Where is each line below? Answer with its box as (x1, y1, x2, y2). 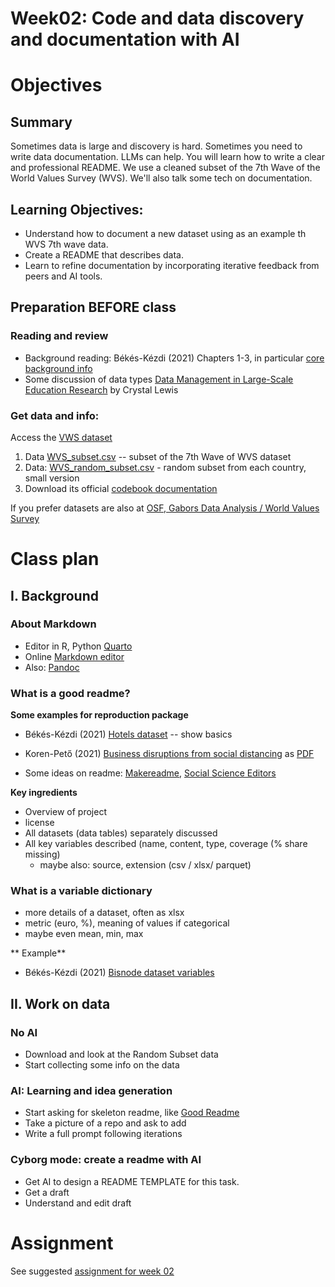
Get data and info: (10, 408, 100, 422)
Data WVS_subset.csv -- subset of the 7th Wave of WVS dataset (24, 450, 292, 462)
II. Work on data (10, 995, 111, 1012)
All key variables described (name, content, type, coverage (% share (24, 838, 308, 850)
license (24, 817, 55, 829)
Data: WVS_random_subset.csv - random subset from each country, (24, 461, 307, 473)
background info (24, 362, 93, 374)
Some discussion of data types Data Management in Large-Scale (24, 373, 294, 385)
